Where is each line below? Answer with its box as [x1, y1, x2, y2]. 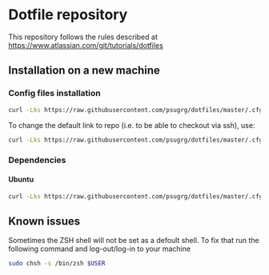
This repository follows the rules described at [8, 32, 158, 42]
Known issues [8, 214, 81, 228]
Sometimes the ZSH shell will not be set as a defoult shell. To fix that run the [8, 236, 259, 245]
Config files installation [8, 88, 102, 99]
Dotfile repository [8, 6, 128, 24]
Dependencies [8, 154, 66, 165]
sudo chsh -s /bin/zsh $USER [8, 260, 106, 268]
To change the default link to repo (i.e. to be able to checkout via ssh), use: [8, 120, 255, 130]
